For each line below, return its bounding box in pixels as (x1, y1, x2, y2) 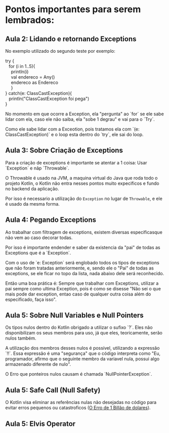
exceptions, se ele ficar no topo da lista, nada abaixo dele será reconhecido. (5, 270, 164, 276)
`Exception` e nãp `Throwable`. (5, 165, 69, 171)
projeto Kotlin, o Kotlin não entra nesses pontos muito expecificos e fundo (5, 180, 159, 186)
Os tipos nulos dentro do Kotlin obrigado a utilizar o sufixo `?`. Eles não (5, 324, 153, 330)
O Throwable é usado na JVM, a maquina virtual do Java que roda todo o (5, 175, 158, 181)
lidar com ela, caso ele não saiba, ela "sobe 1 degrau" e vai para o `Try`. (5, 116, 155, 122)
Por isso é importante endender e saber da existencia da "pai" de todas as (5, 244, 160, 250)
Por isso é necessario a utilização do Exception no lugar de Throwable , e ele (5, 195, 163, 202)
